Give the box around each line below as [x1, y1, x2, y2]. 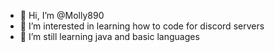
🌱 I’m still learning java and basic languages [19, 31, 200, 42]
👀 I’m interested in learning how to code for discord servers [19, 20, 265, 32]
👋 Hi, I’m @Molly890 [19, 10, 105, 21]
